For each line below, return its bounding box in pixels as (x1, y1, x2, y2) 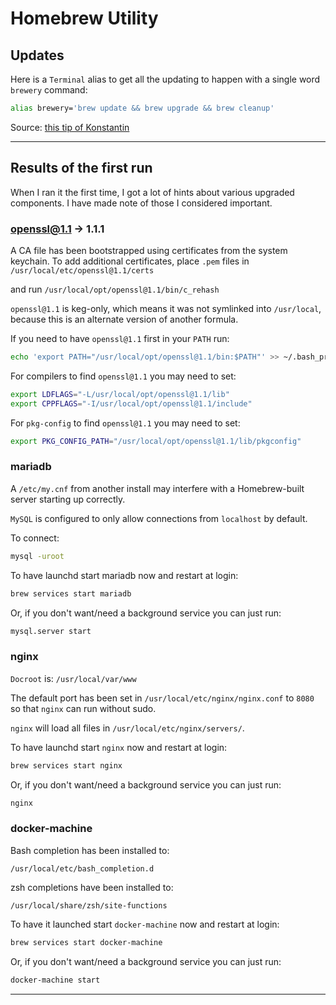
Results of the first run (10, 160, 153, 177)
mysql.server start (10, 626, 92, 636)
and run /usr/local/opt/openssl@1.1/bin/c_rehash (10, 283, 220, 295)
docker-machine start (10, 975, 101, 985)
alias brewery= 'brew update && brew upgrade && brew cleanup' (10, 103, 275, 113)
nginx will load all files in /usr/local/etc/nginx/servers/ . (10, 722, 245, 734)
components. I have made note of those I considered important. (10, 197, 273, 209)
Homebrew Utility (10, 7, 159, 30)
